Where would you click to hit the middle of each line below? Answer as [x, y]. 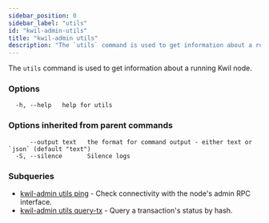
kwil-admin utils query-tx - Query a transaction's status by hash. [126, 211]
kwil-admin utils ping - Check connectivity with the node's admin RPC [135, 193]
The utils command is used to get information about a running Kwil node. [130, 68]
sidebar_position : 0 [43, 16]
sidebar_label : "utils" [48, 23]
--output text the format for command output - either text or [141, 142]
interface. [36, 202]
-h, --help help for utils [64, 106]
